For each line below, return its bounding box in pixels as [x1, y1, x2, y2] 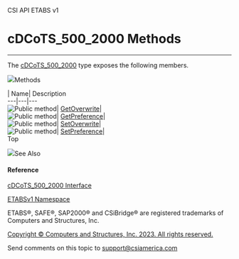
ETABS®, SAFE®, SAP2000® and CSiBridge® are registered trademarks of [7, 209, 224, 217]
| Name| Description [7, 89, 66, 98]
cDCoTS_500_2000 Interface [7, 181, 92, 190]
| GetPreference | [56, 111, 105, 120]
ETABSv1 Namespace [7, 195, 70, 204]
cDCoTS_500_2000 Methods [7, 31, 181, 47]
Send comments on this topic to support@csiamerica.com [7, 244, 178, 253]
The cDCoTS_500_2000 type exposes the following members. [7, 60, 189, 70]
